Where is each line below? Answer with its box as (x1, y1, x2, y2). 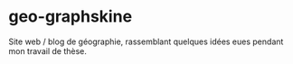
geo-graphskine (8, 6, 133, 27)
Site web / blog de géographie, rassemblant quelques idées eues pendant (8, 36, 284, 47)
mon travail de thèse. (8, 45, 88, 56)
